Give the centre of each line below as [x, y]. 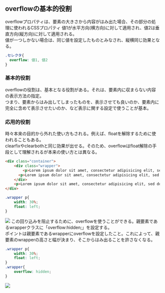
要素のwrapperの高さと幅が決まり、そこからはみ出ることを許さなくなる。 [80, 240]
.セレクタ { [15, 55]
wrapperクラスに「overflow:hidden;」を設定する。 [60, 227]
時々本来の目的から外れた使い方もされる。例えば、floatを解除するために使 [81, 133]
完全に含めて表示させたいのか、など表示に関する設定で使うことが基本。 [78, 108]
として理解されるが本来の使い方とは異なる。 [54, 152]
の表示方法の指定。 [25, 96]
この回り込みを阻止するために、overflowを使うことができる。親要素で [82, 221]
